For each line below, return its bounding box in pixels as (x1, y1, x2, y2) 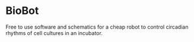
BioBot (5, 4, 39, 17)
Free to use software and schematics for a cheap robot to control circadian (5, 23, 189, 30)
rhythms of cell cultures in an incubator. (5, 29, 103, 36)
